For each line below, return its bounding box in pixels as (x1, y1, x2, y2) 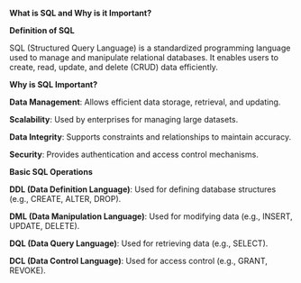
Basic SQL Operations (9, 167, 93, 177)
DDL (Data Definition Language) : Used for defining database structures (9, 184, 277, 195)
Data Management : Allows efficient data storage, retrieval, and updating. (9, 96, 281, 107)
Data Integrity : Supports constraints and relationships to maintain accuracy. (9, 132, 291, 142)
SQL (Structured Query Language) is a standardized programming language (9, 42, 291, 53)
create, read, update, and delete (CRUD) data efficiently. (9, 62, 219, 72)
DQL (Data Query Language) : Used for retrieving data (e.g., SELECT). (9, 238, 269, 249)
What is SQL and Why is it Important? (9, 8, 152, 18)
